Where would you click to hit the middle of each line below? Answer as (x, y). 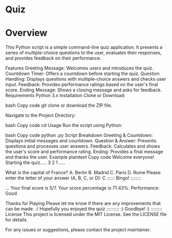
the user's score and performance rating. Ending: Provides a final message (84, 152)
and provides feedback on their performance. (53, 58)
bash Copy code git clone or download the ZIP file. (59, 105)
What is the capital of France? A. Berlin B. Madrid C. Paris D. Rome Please (83, 173)
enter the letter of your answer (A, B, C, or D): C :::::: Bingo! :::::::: (73, 178)
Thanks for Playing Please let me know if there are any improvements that (83, 204)
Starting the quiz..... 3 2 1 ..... (35, 162)
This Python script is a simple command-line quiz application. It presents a (84, 47)
